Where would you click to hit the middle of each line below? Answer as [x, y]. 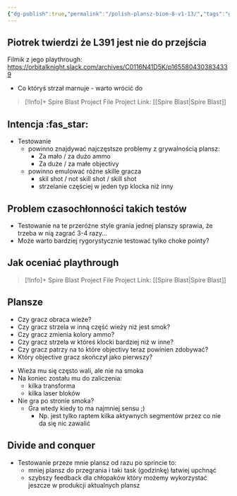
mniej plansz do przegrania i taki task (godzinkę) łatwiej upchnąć [122, 470]
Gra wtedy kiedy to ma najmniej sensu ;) [86, 408]
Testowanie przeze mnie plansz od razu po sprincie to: [97, 462]
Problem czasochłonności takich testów [97, 208]
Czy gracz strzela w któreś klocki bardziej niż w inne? [96, 342]
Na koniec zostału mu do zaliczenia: [69, 378]
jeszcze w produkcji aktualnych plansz [84, 485]
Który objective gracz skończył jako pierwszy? [85, 357]
